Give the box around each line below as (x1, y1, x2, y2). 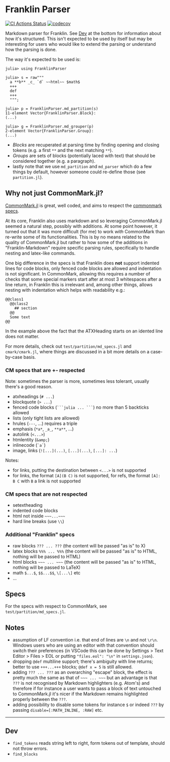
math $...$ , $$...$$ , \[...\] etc (12, 569, 81, 575)
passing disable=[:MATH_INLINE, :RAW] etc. (12, 707, 103, 713)
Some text (10, 314, 30, 320)
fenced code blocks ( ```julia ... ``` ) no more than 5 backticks (12, 404, 149, 410)
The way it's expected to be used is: (5, 56, 81, 62)
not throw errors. (12, 746, 48, 752)
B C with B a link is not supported (12, 478, 81, 484)
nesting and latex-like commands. (5, 250, 76, 256)
